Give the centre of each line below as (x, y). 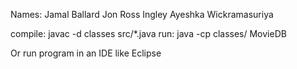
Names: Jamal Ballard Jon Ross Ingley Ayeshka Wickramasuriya (142, 14)
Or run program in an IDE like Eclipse (86, 53)
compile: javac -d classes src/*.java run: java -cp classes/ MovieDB (148, 33)
